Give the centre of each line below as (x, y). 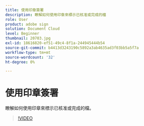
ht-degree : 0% (20, 62)
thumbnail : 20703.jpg (28, 39)
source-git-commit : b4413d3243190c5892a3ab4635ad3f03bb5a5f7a (72, 48)
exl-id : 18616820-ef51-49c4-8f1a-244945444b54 (55, 43)
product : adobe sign (27, 24)
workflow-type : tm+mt (28, 52)
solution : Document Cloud (32, 29)
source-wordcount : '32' (30, 57)
